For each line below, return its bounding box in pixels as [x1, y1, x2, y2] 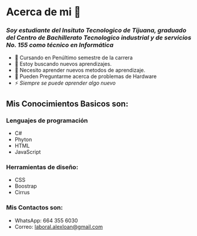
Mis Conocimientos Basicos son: [6, 99, 129, 109]
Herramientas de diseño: [6, 163, 78, 171]
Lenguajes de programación [6, 116, 88, 124]
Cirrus [14, 189, 30, 196]
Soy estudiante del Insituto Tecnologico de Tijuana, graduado [6, 26, 186, 35]
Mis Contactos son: [6, 204, 63, 212]
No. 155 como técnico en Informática [6, 41, 113, 49]
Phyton [14, 136, 32, 143]
